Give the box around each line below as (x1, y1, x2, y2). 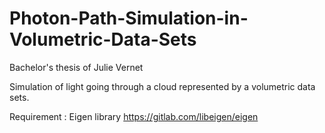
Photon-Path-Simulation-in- (9, 7, 249, 30)
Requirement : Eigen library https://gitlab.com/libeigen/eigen (9, 110, 259, 122)
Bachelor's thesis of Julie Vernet (9, 61, 144, 73)
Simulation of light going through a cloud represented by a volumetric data (9, 80, 316, 92)
